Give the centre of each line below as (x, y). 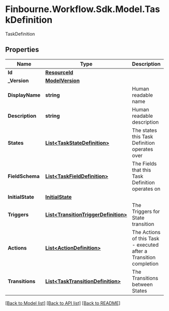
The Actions (146, 232)
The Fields (144, 164)
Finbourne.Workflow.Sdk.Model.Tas (83, 9)
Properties (22, 50)
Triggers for (146, 211)
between (142, 284)
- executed (145, 245)
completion (145, 264)
